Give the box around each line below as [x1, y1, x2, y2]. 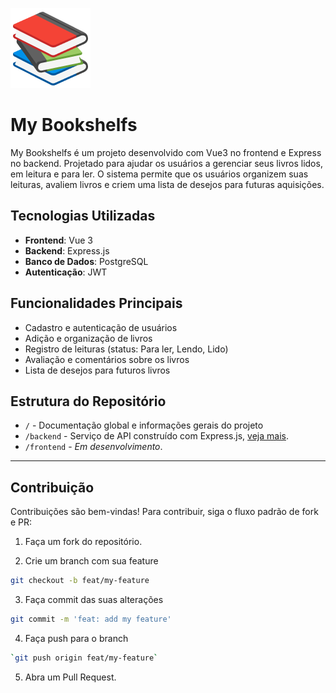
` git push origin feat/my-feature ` [10, 653, 159, 663]
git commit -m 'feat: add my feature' [10, 614, 172, 625]
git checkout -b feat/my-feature [10, 576, 150, 586]
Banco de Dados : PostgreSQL [24, 255, 149, 267]
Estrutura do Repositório [10, 393, 167, 410]
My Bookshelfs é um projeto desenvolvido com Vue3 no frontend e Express [10, 146, 322, 158]
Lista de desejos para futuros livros [24, 364, 171, 376]
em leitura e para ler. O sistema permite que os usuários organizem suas [10, 168, 309, 180]
